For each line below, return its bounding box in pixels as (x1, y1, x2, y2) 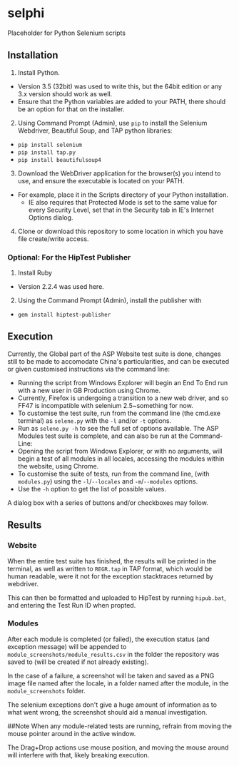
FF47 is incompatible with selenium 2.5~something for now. (17, 401, 194, 409)
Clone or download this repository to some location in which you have (17, 227, 223, 235)
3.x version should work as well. (17, 89, 113, 98)
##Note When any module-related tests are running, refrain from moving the (7, 722, 232, 730)
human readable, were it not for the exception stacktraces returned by (7, 572, 214, 581)
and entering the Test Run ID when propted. (7, 601, 136, 609)
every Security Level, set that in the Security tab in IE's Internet (28, 205, 214, 214)
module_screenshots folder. (7, 686, 86, 695)
